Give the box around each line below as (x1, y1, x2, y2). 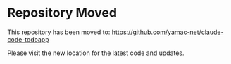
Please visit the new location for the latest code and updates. (7, 49, 185, 57)
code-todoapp (7, 35, 49, 43)
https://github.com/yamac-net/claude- (111, 28, 224, 36)
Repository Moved (7, 5, 118, 21)
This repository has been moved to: (7, 28, 111, 36)
